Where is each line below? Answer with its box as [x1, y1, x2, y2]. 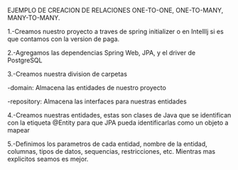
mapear [7, 126, 31, 134]
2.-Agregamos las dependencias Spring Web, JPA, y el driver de [7, 49, 196, 57]
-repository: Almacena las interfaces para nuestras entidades [7, 97, 187, 106]
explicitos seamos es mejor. [7, 155, 89, 163]
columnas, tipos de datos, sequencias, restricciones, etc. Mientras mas [7, 147, 215, 155]
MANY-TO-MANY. [7, 13, 60, 22]
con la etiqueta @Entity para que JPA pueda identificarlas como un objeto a [7, 118, 229, 127]
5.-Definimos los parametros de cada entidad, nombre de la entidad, [7, 140, 207, 148]
